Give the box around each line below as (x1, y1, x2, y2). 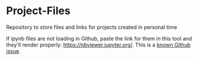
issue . (6, 47, 21, 54)
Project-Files (6, 4, 71, 18)
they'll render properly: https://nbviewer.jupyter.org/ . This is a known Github (6, 41, 191, 48)
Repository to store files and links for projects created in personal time (6, 24, 177, 31)
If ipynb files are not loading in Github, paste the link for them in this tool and (6, 35, 192, 42)
